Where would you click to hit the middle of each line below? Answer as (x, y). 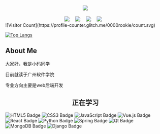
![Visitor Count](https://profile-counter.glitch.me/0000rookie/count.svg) (81, 25)
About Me (21, 51)
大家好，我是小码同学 (27, 64)
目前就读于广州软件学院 (30, 74)
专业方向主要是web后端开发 (34, 85)
